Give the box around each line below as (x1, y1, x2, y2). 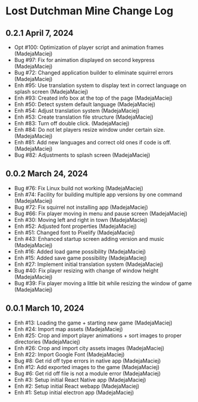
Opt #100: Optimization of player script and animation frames (14, 44, 164, 51)
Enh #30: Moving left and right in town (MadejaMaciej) (14, 216, 148, 223)
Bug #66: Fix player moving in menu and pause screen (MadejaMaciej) (14, 210, 188, 217)
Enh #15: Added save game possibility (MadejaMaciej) (14, 254, 147, 261)
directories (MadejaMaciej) (14, 338, 81, 345)
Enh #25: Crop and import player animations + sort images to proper (14, 332, 182, 339)
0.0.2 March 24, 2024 (5, 169, 89, 179)
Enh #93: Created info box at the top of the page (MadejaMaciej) (14, 94, 173, 101)
